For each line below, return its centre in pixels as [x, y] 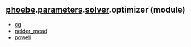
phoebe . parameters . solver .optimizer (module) [95, 10]
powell [23, 37]
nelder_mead [31, 31]
